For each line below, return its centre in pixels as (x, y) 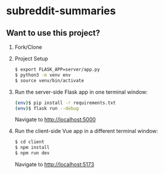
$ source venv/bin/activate (49, 80)
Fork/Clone (28, 47)
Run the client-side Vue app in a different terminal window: (86, 131)
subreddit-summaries (61, 11)
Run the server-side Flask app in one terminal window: (81, 92)
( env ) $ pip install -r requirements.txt (65, 103)
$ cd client (29, 142)
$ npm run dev (32, 153)
